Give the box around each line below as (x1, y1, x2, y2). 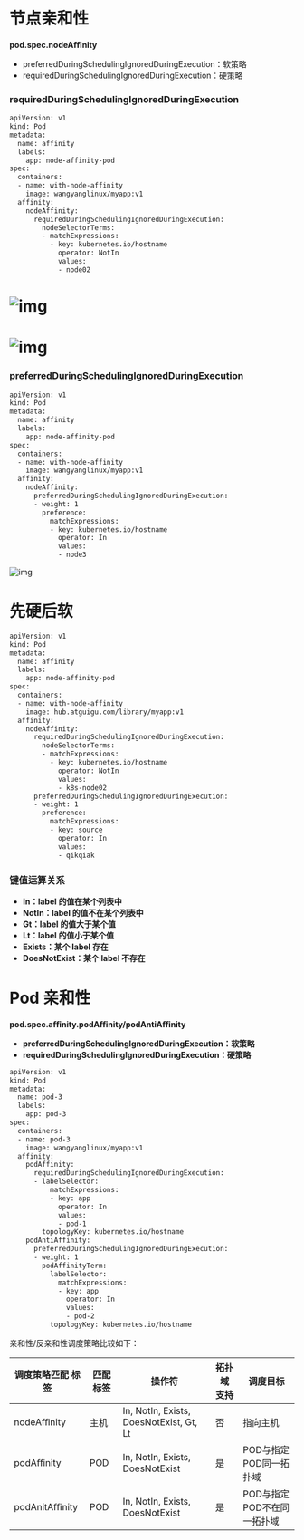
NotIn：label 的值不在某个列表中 (22, 907, 145, 918)
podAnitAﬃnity (14, 1500, 79, 1513)
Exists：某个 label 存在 (22, 941, 109, 952)
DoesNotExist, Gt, (122, 1415, 197, 1428)
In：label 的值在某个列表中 (22, 896, 122, 907)
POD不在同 (242, 1501, 290, 1514)
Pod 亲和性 (9, 988, 91, 1008)
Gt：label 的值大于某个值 (22, 919, 116, 929)
